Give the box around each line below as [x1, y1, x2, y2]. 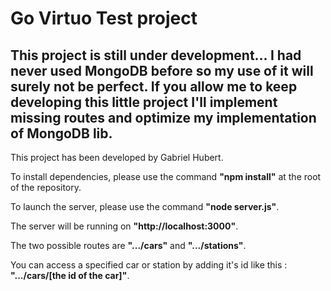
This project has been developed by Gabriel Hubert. [10, 152, 224, 163]
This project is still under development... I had [10, 47, 302, 64]
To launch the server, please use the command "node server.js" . [10, 201, 280, 212]
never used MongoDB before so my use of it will [10, 62, 314, 79]
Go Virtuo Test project [10, 7, 198, 30]
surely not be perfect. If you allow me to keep [10, 78, 298, 95]
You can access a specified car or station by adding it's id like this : [10, 259, 288, 271]
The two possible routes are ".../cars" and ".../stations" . [10, 240, 247, 251]
